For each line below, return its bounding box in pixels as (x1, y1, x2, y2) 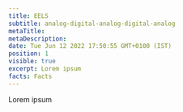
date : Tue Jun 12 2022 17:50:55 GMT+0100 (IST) (8, 42, 172, 50)
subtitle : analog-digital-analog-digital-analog (8, 19, 176, 28)
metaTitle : (8, 27, 45, 35)
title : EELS (8, 11, 49, 20)
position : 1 (8, 50, 49, 58)
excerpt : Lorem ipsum (8, 65, 82, 73)
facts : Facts (8, 72, 53, 80)
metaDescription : (8, 34, 67, 43)
